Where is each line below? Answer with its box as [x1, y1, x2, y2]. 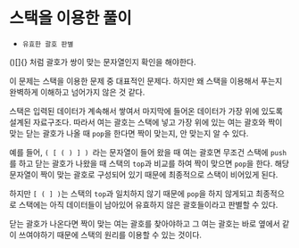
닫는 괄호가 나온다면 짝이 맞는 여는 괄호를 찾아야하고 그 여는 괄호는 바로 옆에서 [9, 218, 281, 228]
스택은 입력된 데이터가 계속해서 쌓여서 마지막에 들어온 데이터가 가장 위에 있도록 [9, 105, 284, 116]
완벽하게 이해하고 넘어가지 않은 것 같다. [9, 87, 145, 97]
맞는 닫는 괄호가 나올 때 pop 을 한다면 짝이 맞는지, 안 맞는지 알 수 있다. [9, 128, 249, 138]
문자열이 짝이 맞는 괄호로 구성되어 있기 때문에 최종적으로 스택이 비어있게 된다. [9, 169, 278, 179]
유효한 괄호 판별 [21, 39, 74, 49]
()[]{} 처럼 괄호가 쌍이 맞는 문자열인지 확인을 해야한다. [9, 56, 196, 67]
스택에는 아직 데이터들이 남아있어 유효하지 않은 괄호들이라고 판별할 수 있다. [18, 199, 278, 210]
